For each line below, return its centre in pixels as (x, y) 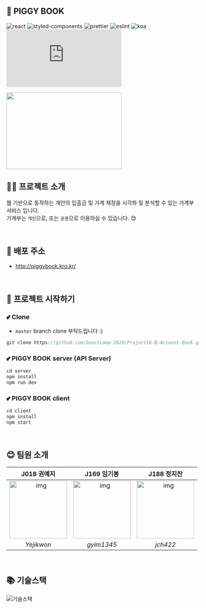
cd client (19, 411)
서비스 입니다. (23, 210)
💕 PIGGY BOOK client (38, 398)
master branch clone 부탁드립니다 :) (59, 331)
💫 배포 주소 (26, 251)
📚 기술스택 (27, 581)
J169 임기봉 (102, 474)
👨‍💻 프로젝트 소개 (36, 187)
